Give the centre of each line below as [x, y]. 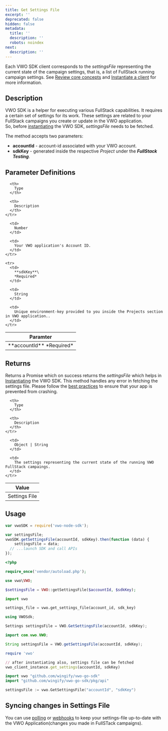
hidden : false [20, 24]
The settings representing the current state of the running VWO [84, 462]
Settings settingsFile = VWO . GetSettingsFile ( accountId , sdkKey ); [76, 626]
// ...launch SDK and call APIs [44, 549]
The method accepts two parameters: [44, 136]
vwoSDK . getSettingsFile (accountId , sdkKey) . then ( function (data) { [77, 539]
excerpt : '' [18, 15]
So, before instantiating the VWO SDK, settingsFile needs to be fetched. [80, 126]
